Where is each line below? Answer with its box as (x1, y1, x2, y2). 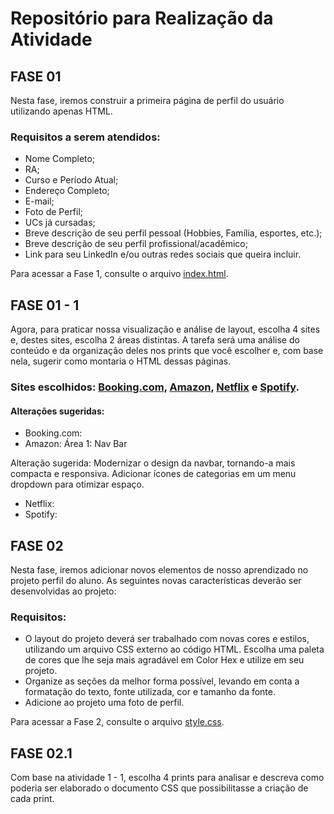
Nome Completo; (24, 153, 96, 165)
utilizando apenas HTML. (10, 105, 113, 117)
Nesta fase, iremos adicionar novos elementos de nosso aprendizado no (10, 564, 309, 576)
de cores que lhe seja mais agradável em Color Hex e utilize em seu (24, 654, 305, 666)
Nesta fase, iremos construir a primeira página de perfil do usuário (10, 95, 285, 106)
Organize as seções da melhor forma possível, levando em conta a (24, 675, 300, 687)
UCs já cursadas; (24, 217, 96, 229)
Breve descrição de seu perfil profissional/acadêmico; (24, 238, 248, 250)
